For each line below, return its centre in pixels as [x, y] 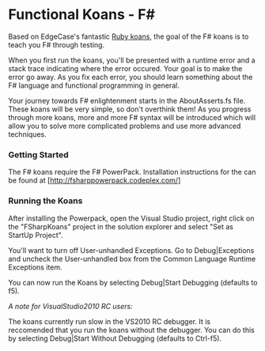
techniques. [27, 134]
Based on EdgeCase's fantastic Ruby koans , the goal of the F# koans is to [129, 36]
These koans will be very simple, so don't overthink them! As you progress [130, 109]
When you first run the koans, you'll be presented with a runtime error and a [132, 60]
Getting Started [38, 154]
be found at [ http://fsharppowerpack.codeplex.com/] [95, 180]
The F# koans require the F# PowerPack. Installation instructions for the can [132, 172]
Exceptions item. [35, 267]
